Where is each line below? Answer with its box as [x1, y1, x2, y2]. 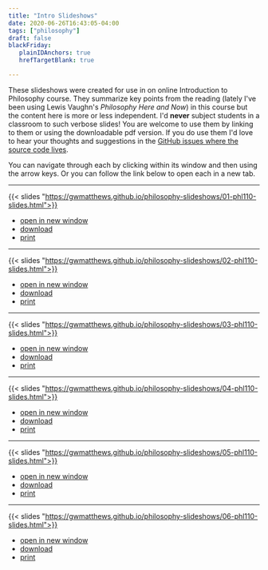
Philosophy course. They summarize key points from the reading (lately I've [8, 94, 257, 103]
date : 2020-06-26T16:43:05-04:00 [8, 19, 120, 27]
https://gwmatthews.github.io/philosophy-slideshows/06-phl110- [45, 511, 258, 520]
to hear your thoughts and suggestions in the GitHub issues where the [8, 136, 239, 145]
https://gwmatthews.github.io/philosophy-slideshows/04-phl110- [45, 383, 258, 393]
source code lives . [8, 145, 69, 154]
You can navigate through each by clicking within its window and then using [8, 160, 258, 169]
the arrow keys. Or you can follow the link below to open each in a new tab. [8, 169, 256, 178]
